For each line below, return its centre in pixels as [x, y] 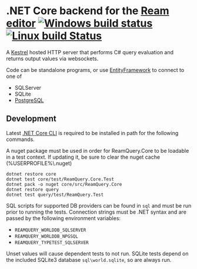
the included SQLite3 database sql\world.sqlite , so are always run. [89, 260]
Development [31, 119]
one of [14, 76]
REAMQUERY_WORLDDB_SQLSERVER [50, 230]
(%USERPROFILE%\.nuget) [39, 163]
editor [21, 23]
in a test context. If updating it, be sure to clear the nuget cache [83, 157]
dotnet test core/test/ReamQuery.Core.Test [60, 179]
